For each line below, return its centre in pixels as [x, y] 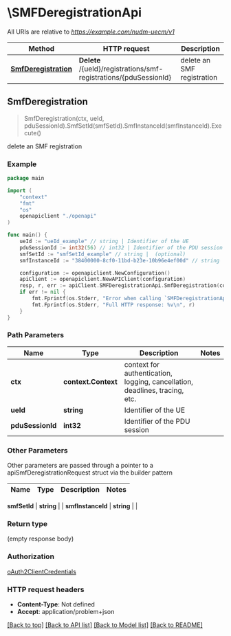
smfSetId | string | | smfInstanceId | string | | [73, 506]
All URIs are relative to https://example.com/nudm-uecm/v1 [91, 32]
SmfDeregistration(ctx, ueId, [64, 118]
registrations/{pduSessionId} [125, 77]
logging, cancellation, [159, 381]
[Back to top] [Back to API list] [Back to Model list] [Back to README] [105, 625]
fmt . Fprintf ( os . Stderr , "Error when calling [97, 299]
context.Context [90, 381]
